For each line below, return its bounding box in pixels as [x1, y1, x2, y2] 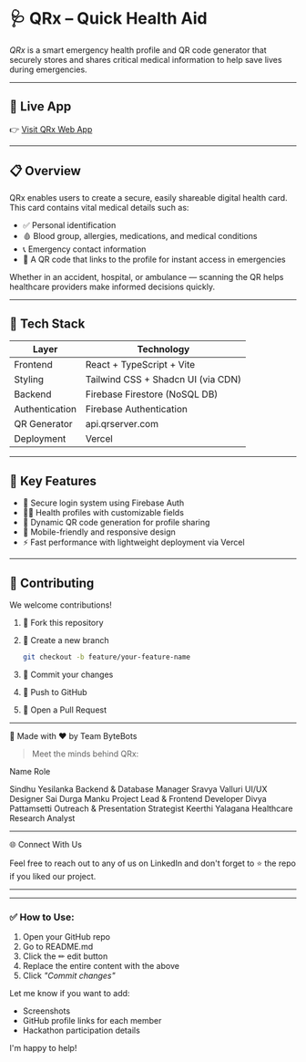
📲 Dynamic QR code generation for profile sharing [22, 517, 210, 528]
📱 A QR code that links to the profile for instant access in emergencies [22, 254, 286, 265]
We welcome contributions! [9, 599, 112, 610]
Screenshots [22, 1005, 71, 1016]
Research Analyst [9, 812, 76, 823]
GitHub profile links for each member [22, 1015, 162, 1026]
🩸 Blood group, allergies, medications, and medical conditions [22, 230, 258, 241]
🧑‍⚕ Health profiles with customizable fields [22, 507, 185, 518]
